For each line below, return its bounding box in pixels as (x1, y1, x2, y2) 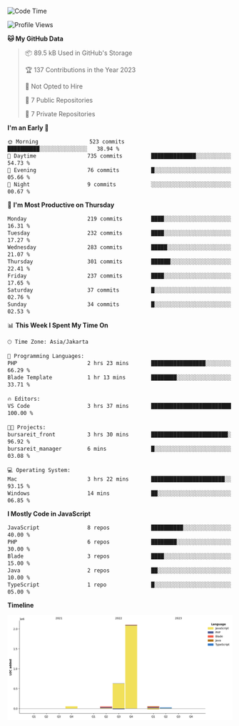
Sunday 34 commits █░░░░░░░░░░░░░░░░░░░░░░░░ (7, 301, 232, 308)
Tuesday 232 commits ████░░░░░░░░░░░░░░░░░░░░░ (7, 230, 232, 237)
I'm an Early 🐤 (7, 123, 49, 132)
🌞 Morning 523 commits (7, 138, 125, 145)
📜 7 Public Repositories (24, 96, 93, 104)
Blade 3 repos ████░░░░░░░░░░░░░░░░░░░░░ (7, 553, 232, 560)
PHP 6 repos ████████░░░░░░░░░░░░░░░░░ (7, 538, 232, 546)
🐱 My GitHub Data (7, 34, 64, 43)
